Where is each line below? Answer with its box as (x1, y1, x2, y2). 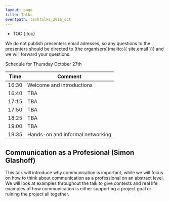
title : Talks (5, 12, 33, 17)
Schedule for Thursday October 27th (5, 61, 82, 67)
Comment (57, 73, 82, 80)
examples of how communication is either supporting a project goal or (5, 186, 152, 192)
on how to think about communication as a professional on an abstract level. (5, 175, 164, 181)
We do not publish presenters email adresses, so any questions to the (5, 41, 151, 47)
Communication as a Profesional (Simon (5, 148, 135, 157)
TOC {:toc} (12, 31, 35, 37)
